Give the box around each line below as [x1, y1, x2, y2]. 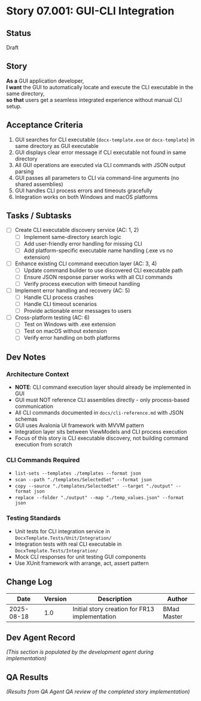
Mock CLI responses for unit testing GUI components [14, 553, 147, 560]
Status [6, 28, 32, 38]
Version [44, 594, 67, 603]
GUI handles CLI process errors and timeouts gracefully [14, 187, 153, 194]
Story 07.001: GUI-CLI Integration [6, 4, 175, 18]
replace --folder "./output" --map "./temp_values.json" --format [14, 495, 184, 501]
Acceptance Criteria [6, 120, 83, 130]
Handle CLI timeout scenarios [23, 301, 97, 308]
